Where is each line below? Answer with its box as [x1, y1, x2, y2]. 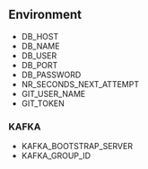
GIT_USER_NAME [21, 88, 86, 99]
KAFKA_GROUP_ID [21, 150, 91, 161]
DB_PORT [21, 59, 58, 70]
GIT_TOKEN [21, 98, 65, 109]
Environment [8, 7, 83, 22]
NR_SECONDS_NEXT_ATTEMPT [21, 78, 140, 89]
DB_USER [21, 49, 57, 61]
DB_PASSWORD [21, 69, 82, 80]
